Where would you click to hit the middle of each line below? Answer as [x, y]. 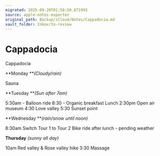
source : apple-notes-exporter [37, 15]
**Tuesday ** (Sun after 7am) [36, 93]
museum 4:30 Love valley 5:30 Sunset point [51, 109]
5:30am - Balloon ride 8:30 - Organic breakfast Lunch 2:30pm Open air [80, 103]
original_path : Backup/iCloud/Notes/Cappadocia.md [60, 19]
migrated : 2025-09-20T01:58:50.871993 [46, 10]
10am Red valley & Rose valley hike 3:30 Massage [58, 148]
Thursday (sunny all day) [32, 138]
